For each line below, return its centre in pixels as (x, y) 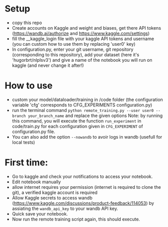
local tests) (23, 142)
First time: (26, 162)
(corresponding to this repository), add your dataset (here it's (75, 54)
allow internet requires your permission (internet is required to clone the (87, 187)
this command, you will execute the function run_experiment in (77, 121)
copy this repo (27, 23)
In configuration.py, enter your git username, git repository (73, 49)
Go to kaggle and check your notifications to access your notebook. (82, 176)
